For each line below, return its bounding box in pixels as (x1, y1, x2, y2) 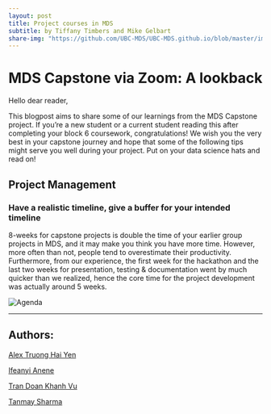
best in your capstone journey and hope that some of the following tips (8, 137, 244, 147)
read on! (8, 154, 36, 164)
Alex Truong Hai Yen (8, 349, 77, 359)
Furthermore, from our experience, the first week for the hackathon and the (8, 256, 260, 266)
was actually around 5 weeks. (8, 282, 107, 291)
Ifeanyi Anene (8, 365, 55, 375)
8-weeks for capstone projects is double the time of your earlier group (8, 230, 243, 240)
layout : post (8, 11, 52, 20)
